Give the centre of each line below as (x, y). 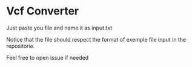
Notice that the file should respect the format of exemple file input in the (96, 39)
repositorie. (21, 46)
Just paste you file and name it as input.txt (59, 28)
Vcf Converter (43, 11)
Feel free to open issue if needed (48, 57)
